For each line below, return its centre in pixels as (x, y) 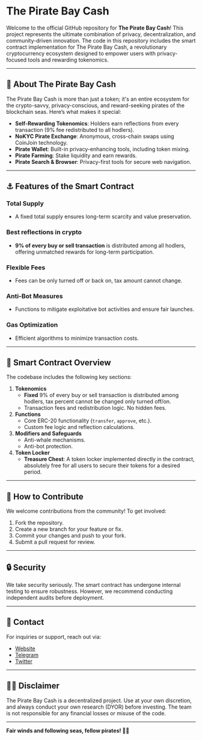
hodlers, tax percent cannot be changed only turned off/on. (97, 401)
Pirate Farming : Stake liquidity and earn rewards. (76, 155)
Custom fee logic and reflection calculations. (79, 427)
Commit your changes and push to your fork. (70, 536)
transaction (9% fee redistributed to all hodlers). (74, 130)
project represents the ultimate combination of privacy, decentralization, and (101, 34)
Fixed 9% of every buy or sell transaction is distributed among (101, 395)
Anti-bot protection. (48, 447)
